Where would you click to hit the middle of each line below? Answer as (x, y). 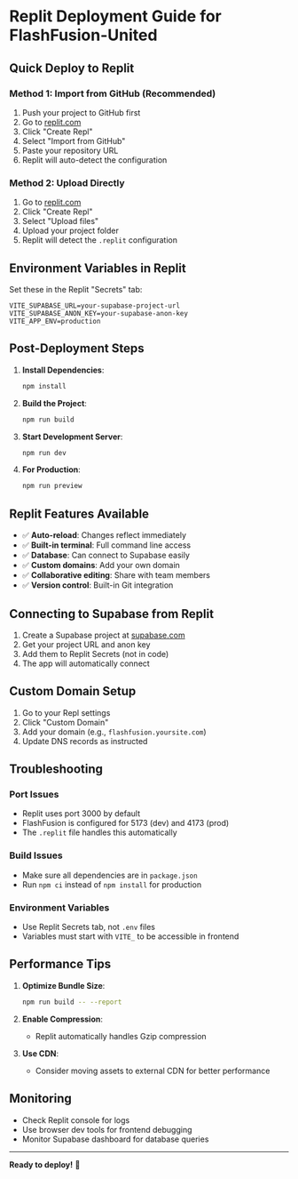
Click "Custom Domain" (65, 722)
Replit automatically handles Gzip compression (121, 1036)
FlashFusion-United (83, 35)
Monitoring (41, 1099)
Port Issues (34, 795)
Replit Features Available (79, 513)
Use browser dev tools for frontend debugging (107, 1129)
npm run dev (44, 453)
